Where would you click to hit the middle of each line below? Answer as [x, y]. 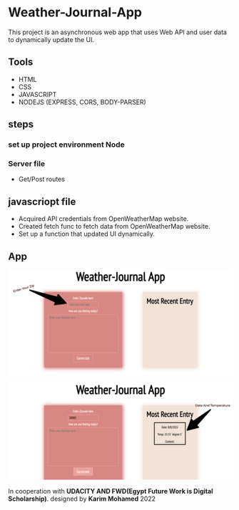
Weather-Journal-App [75, 12]
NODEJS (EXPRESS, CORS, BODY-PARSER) [82, 102]
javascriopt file [42, 201]
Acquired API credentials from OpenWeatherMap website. [103, 219]
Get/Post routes [41, 179]
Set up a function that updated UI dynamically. [87, 234]
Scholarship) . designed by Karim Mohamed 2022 [82, 499]
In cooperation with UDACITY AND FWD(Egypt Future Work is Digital [111, 491]
